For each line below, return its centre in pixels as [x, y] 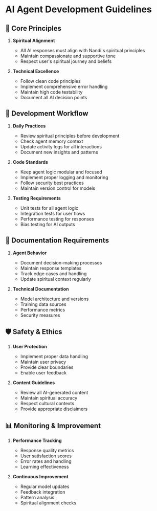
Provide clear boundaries [47, 367]
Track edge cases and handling [53, 273]
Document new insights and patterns [59, 152]
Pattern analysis [37, 498]
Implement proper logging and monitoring [64, 177]
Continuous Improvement [40, 477]
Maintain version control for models [58, 188]
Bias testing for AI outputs [48, 224]
